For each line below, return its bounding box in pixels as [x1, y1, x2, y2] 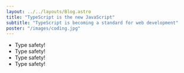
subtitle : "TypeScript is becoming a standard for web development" [6, 20, 179, 26]
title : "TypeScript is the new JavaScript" [6, 14, 115, 20]
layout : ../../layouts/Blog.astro [6, 8, 92, 15]
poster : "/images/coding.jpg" [6, 25, 81, 31]
